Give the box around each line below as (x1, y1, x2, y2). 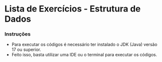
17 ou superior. (11, 47, 41, 52)
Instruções (4, 31, 31, 37)
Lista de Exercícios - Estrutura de (4, 3, 141, 14)
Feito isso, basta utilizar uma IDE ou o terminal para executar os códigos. (11, 52, 157, 58)
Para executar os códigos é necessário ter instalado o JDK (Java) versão (11, 42, 158, 48)
